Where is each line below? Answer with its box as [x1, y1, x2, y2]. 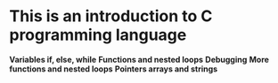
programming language [9, 25, 187, 45]
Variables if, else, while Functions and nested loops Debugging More [9, 54, 270, 64]
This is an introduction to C [9, 6, 213, 26]
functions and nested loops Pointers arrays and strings [9, 64, 218, 74]
